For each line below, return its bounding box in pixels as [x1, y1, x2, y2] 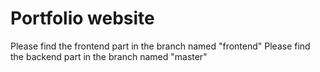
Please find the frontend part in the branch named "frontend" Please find [10, 40, 311, 52]
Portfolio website [10, 7, 155, 30]
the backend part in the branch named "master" [10, 50, 208, 62]
